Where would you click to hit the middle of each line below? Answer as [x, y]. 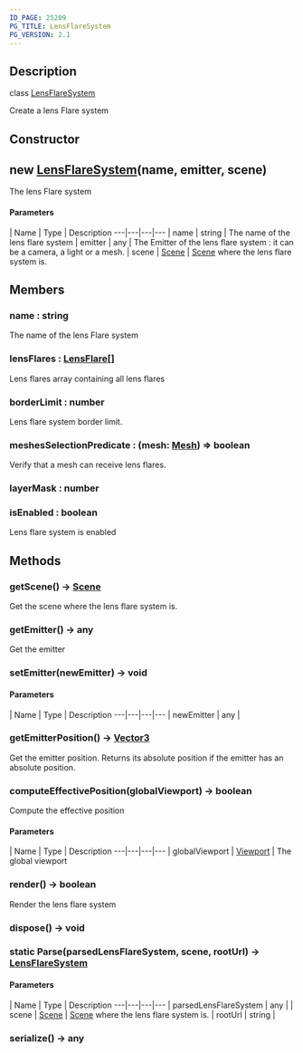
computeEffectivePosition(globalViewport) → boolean [131, 790]
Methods [35, 561]
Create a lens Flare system [59, 110]
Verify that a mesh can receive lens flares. [88, 465]
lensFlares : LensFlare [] [62, 359]
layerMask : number [54, 488]
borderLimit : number [57, 402]
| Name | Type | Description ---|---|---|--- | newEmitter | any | [125, 714]
